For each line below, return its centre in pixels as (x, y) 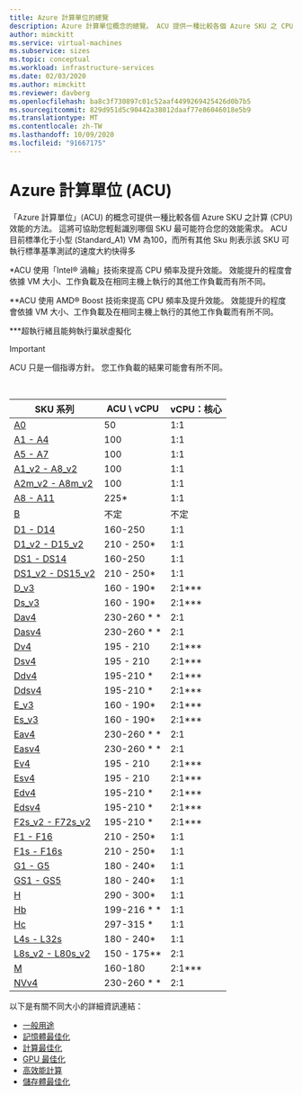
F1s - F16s (38, 851)
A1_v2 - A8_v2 (46, 469)
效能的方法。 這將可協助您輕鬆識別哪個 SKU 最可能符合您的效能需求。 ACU (148, 228)
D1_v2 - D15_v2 (49, 543)
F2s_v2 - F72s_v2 (53, 821)
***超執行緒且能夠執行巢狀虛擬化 (71, 330)
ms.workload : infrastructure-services (82, 68)
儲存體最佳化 (46, 1082)
